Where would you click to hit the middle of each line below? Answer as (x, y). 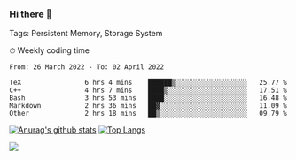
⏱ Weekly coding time (50, 50)
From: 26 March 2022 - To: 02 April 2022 (87, 67)
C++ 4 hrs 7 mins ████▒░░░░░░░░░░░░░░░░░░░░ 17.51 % (148, 91)
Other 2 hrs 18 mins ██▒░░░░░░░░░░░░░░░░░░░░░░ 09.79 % (148, 114)
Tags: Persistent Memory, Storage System (86, 34)
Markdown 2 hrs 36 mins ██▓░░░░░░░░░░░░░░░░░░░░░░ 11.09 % (148, 106)
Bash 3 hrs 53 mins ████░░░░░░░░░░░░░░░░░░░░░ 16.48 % (148, 98)
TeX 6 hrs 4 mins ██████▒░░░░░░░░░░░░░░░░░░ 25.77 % (148, 83)
